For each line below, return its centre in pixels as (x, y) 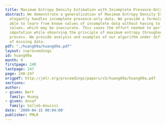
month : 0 (14, 60)
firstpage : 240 (21, 64)
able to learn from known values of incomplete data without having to (85, 23)
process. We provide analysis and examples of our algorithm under (81, 37)
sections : (15, 83)
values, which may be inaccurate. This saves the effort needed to (81, 28)
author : (13, 87)
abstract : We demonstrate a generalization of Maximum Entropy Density (80, 14)
